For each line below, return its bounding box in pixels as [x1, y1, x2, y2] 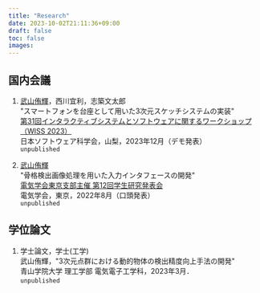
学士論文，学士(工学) [19, 246, 90, 255]
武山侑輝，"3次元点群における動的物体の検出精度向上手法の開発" [19, 256, 235, 266]
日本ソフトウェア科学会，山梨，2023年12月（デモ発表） [19, 136, 207, 145]
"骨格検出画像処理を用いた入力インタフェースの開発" [19, 170, 196, 180]
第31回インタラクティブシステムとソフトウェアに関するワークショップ [19, 116, 252, 125]
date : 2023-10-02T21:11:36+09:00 [8, 19, 120, 27]
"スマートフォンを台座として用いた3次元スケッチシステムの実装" [19, 106, 235, 116]
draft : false [8, 26, 52, 35]
